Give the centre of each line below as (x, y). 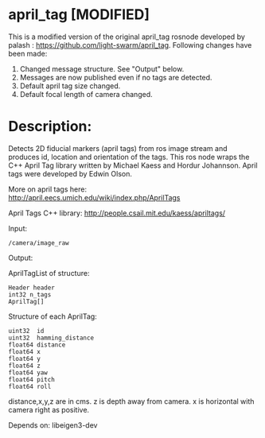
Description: (50, 127)
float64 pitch (32, 379)
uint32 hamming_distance (51, 338)
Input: (18, 228)
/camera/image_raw (39, 243)
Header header (32, 288)
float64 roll (30, 386)
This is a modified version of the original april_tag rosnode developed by (127, 37)
